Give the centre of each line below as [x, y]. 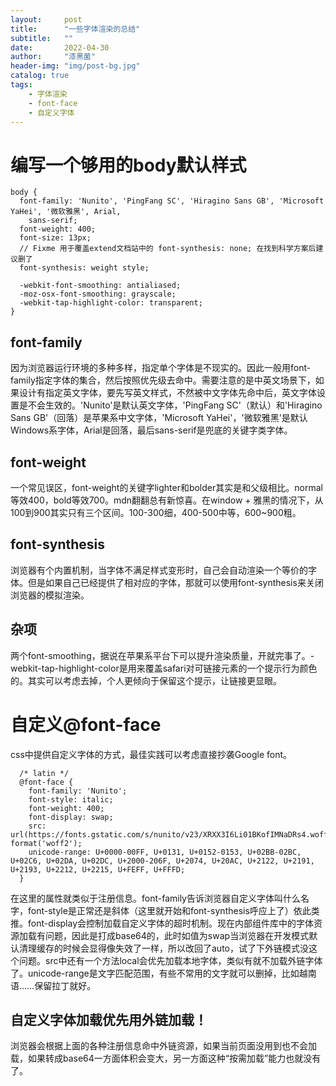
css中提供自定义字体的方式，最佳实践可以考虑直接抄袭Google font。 [151, 754]
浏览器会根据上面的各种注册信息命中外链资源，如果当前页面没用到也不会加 [163, 1046]
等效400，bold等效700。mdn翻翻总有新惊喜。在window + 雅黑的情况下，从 [167, 500]
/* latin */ [44, 773]
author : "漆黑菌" [53, 57]
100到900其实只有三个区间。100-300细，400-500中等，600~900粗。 [156, 512]
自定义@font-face [86, 724]
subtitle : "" [42, 38]
